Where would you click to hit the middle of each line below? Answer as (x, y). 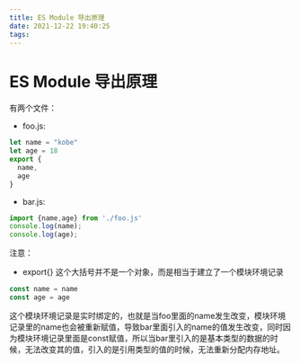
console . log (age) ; (44, 235)
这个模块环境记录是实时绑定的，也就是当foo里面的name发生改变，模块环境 (148, 315)
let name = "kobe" (44, 143)
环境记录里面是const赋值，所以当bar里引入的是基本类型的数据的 (152, 338)
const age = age (40, 297)
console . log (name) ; (46, 226)
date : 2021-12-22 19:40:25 (60, 26)
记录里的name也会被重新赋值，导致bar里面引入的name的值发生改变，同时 (146, 327)
